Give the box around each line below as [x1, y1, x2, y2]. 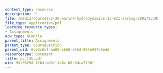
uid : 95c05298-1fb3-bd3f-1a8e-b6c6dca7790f [5, 61, 95, 65]
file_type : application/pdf [5, 20, 62, 25]
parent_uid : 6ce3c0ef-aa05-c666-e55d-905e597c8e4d [5, 47, 110, 52]
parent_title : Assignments [5, 38, 60, 43]
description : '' [5, 12, 38, 16]
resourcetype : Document [5, 51, 53, 57]
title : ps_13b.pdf [5, 56, 42, 61]
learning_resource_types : [5, 25, 57, 30]
